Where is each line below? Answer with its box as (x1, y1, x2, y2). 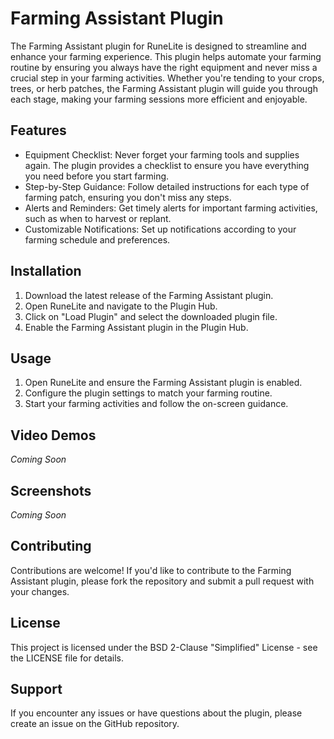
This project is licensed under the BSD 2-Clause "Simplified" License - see (10, 641, 318, 653)
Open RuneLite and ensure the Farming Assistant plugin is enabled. (24, 377, 303, 389)
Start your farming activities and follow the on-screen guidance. (24, 398, 289, 410)
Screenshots (10, 482, 92, 499)
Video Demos (10, 427, 97, 444)
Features (10, 122, 67, 139)
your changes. (10, 585, 70, 597)
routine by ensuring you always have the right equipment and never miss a (10, 61, 318, 73)
